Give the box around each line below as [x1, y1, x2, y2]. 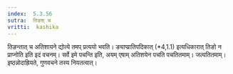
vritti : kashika [7, 23, 59, 30]
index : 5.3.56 [7, 10, 53, 18]
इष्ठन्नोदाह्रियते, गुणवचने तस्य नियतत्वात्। [7, 58, 98, 67]
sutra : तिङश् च [7, 17, 51, 24]
